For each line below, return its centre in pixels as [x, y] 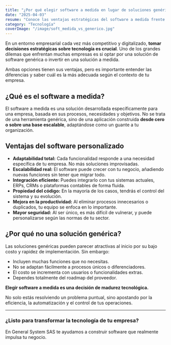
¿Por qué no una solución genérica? [63, 234]
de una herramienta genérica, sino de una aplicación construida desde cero [85, 119]
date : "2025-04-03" [26, 15]
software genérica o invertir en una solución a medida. [62, 60]
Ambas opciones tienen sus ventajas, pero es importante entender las [79, 70]
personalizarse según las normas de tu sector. [61, 218]
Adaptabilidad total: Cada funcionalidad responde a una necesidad [83, 158]
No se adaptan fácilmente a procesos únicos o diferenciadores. [79, 267]
